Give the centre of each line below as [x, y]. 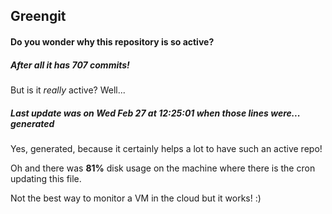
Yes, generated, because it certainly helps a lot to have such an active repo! [166, 148]
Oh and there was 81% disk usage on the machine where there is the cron [163, 168]
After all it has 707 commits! [70, 65]
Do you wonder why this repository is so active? [112, 41]
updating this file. [46, 178]
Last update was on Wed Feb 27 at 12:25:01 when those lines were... [155, 113]
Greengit [38, 16]
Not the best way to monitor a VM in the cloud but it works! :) [136, 198]
